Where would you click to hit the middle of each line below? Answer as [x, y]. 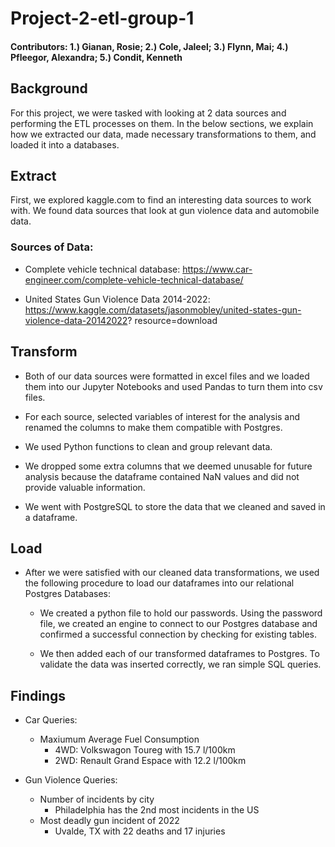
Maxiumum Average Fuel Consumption [119, 739]
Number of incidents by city [97, 799]
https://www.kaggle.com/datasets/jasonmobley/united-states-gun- [163, 309]
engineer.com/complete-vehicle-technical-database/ [134, 279]
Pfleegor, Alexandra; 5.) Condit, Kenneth [96, 57]
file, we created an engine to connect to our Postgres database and [178, 624]
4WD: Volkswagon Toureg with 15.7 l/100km [145, 750]
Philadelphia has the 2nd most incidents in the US [157, 810]
